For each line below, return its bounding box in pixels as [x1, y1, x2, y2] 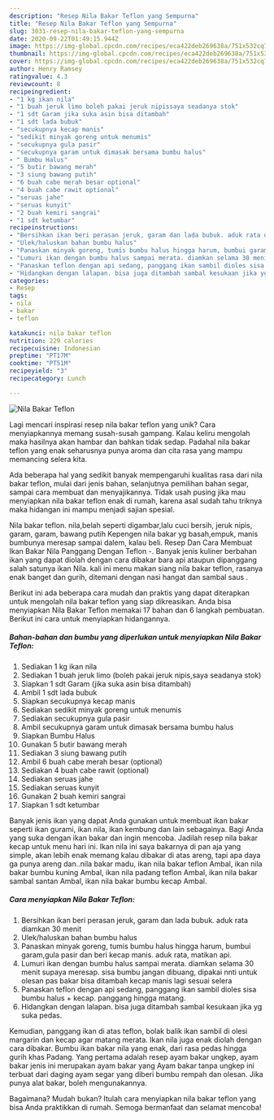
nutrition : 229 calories [9, 337, 94, 345]
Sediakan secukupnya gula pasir [20, 713, 131, 723]
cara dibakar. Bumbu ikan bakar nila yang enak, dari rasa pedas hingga [9, 1043, 247, 1053]
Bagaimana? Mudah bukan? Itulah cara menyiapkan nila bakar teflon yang [9, 1093, 257, 1103]
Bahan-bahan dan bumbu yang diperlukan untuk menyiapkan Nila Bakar [9, 632, 262, 643]
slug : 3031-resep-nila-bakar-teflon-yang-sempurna [9, 27, 185, 35]
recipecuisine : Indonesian [9, 344, 101, 352]
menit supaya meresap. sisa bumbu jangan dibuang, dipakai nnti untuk [20, 967, 258, 977]
